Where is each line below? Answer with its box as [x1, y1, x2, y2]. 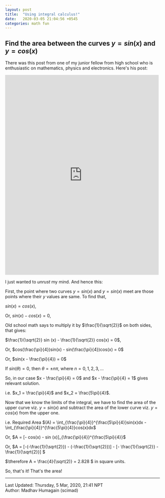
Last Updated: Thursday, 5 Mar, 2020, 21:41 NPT [5, 482, 103, 488]
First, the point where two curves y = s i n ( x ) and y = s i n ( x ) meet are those [5, 288, 154, 294]
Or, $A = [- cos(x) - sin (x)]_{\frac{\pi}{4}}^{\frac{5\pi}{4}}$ [5, 434, 126, 440]
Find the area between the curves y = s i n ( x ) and [5, 39, 156, 47]
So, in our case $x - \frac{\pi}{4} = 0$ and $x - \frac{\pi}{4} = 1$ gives [5, 375, 148, 381]
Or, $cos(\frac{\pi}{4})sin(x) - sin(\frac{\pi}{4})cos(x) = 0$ [5, 346, 124, 352]
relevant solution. [5, 380, 40, 386]
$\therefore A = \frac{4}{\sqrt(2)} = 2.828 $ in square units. [5, 459, 126, 465]
